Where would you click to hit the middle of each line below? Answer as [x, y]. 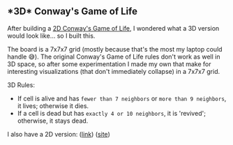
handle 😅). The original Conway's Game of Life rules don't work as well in [114, 56]
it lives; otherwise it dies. [53, 106]
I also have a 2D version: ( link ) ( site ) [59, 134]
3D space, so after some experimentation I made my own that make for [109, 64]
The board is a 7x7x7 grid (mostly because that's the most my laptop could [115, 49]
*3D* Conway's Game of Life [73, 12]
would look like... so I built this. [51, 36]
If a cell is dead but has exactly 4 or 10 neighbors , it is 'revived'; [111, 113]
